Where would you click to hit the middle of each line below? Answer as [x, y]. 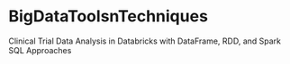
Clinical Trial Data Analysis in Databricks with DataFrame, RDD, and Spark [145, 41]
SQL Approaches [40, 50]
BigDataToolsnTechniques [109, 16]
